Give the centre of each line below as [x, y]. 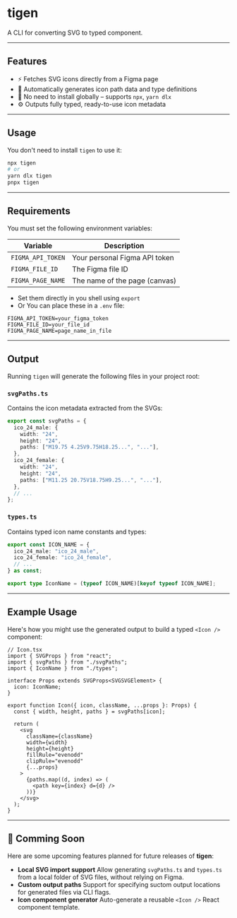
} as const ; [25, 571]
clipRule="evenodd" [54, 761]
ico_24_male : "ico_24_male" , [56, 551]
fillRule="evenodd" [54, 755]
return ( [26, 724]
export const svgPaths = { [47, 421]
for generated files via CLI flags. [64, 892]
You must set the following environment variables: [80, 228]
